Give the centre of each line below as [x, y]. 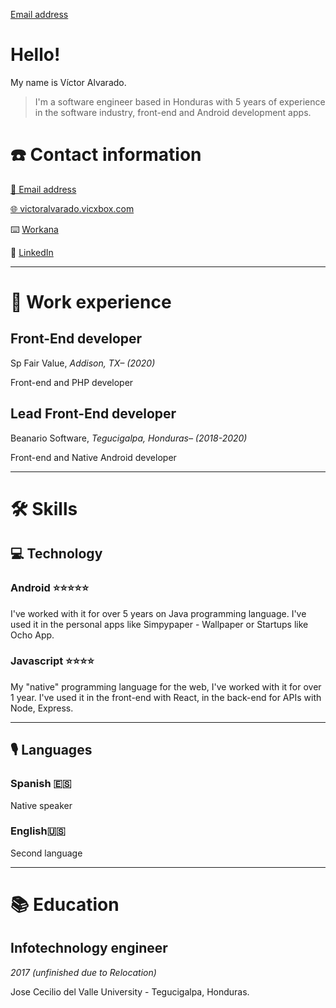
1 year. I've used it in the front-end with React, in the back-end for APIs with [166, 697]
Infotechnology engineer [89, 948]
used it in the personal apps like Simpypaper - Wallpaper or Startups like [159, 624]
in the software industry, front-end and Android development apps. [173, 112]
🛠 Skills [44, 508]
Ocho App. [32, 635]
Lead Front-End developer [93, 414]
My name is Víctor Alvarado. [68, 82]
